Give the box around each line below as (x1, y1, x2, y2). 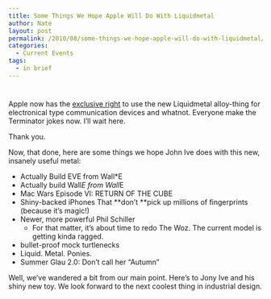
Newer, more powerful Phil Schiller (19, 214, 135, 224)
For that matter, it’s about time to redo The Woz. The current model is (31, 222, 262, 232)
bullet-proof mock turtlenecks (19, 239, 120, 250)
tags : (8, 57, 27, 65)
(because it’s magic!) (19, 206, 90, 215)
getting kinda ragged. (31, 231, 104, 241)
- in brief (15, 64, 52, 73)
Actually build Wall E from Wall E (19, 180, 124, 189)
